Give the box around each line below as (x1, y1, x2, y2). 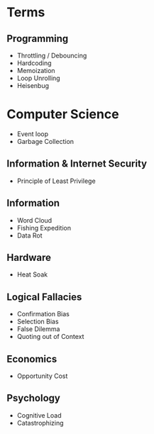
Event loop (16, 129, 49, 138)
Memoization (16, 67, 55, 74)
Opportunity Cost (16, 372, 68, 380)
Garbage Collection (16, 137, 75, 145)
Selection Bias (16, 317, 59, 326)
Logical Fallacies (6, 291, 82, 303)
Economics (6, 352, 57, 365)
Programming (6, 33, 69, 45)
